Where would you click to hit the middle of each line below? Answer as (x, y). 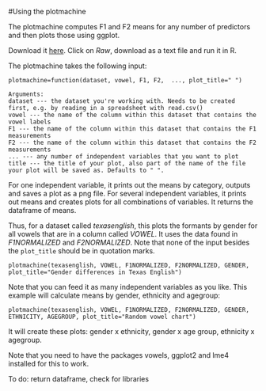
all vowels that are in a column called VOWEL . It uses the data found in (123, 234)
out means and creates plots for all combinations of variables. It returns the (131, 202)
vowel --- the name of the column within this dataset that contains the (133, 115)
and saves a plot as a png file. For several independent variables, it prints (127, 194)
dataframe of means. (42, 210)
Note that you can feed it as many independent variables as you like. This (128, 287)
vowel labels (30, 122)
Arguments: (26, 94)
